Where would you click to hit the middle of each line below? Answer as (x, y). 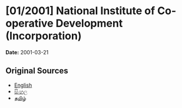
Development (89, 23)
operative (29, 23)
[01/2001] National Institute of (80, 11)
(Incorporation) (44, 36)
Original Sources (37, 71)
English (23, 85)
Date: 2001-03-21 (27, 52)
